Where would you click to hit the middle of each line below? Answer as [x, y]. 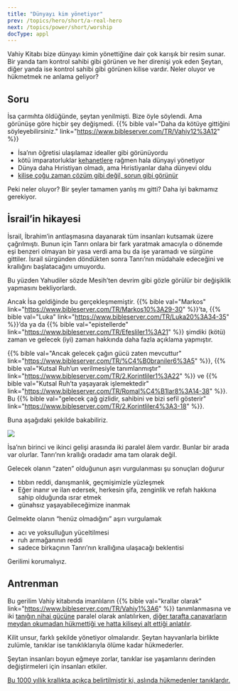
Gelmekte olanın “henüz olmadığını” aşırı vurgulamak [85, 518]
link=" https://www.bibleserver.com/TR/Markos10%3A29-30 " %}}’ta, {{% [114, 309]
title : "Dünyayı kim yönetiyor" [55, 14]
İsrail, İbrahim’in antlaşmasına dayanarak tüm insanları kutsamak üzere [110, 236]
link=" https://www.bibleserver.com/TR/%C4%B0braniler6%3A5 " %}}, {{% [117, 361]
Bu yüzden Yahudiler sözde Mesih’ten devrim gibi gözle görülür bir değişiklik [119, 280]
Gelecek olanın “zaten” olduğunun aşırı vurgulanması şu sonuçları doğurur [116, 468]
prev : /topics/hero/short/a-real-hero [65, 21]
